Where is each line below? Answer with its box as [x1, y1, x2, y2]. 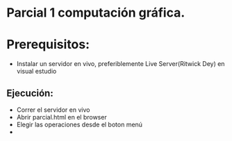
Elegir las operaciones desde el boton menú [16, 120, 143, 128]
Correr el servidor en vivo [16, 106, 90, 114]
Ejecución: [6, 87, 53, 99]
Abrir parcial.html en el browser [16, 113, 107, 121]
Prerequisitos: [6, 37, 90, 53]
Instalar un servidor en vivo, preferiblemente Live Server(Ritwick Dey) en [16, 60, 225, 68]
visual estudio [16, 67, 57, 76]
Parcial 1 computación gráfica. [6, 5, 185, 21]
